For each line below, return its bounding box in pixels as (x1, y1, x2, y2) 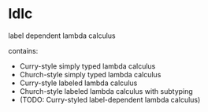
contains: (8, 46, 39, 55)
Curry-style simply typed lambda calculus (19, 61, 156, 71)
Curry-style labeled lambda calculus (19, 78, 138, 88)
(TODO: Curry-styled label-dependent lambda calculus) (19, 95, 201, 104)
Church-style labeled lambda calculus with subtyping (19, 86, 193, 95)
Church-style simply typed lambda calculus (19, 69, 162, 79)
